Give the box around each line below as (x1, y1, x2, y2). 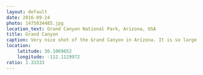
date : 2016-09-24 (6, 15, 50, 21)
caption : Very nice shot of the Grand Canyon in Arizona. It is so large (6, 37, 198, 43)
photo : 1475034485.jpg (6, 20, 64, 26)
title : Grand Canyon (6, 31, 59, 37)
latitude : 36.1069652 (17, 48, 72, 54)
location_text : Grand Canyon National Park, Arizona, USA (6, 25, 156, 32)
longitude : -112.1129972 (17, 54, 80, 60)
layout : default (6, 8, 47, 15)
